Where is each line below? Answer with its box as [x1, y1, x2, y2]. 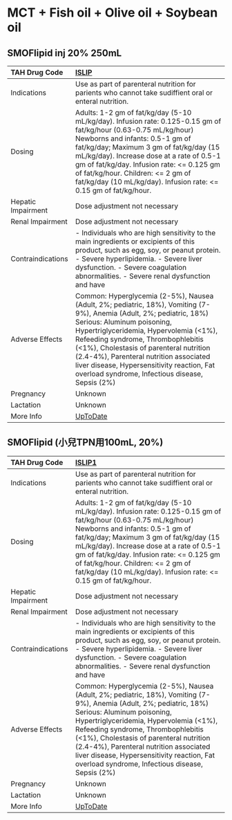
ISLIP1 [75, 457, 97, 467]
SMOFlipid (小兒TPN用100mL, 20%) [7, 437, 164, 448]
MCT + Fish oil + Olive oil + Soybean [7, 5, 218, 21]
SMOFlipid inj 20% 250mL [7, 47, 122, 59]
